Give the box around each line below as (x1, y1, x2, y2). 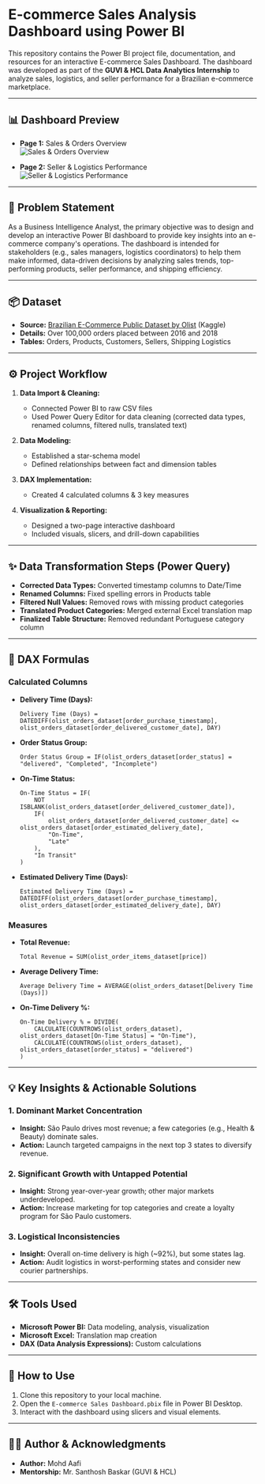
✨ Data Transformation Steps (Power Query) (8, 559, 231, 573)
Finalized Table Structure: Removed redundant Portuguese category (19, 615, 244, 623)
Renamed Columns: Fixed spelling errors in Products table (19, 589, 211, 598)
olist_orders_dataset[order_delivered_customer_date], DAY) (19, 724, 222, 732)
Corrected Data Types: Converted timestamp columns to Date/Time (19, 581, 242, 590)
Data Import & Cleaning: (19, 388, 100, 398)
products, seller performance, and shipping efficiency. (46, 263, 223, 274)
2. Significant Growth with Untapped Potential (8, 1168, 188, 1179)
